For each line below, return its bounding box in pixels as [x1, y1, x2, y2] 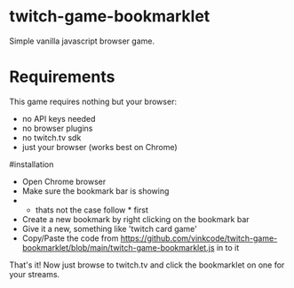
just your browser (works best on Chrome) [21, 141, 178, 152]
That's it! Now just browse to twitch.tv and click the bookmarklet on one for [9, 260, 285, 270]
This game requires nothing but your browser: [9, 96, 178, 107]
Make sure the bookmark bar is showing [21, 185, 170, 196]
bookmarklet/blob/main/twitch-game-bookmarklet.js [21, 242, 215, 252]
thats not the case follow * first [35, 204, 148, 215]
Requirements [9, 67, 115, 87]
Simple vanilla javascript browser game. [9, 36, 155, 46]
